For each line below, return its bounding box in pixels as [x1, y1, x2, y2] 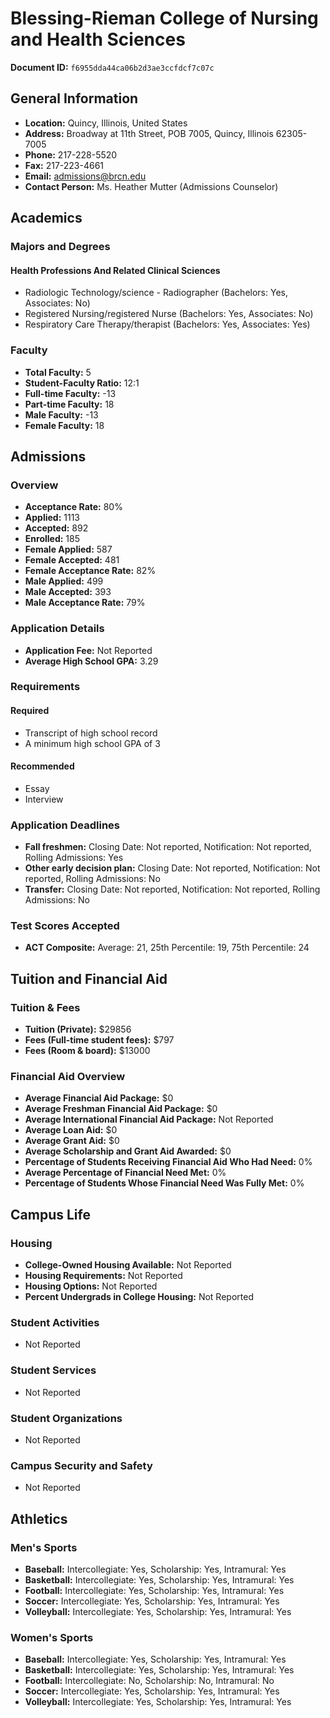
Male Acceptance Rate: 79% [24, 597, 146, 609]
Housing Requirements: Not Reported [24, 1270, 183, 1282]
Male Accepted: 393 [24, 586, 112, 598]
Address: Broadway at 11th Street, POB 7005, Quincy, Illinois [24, 127, 274, 139]
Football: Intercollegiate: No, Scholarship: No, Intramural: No [24, 1675, 275, 1687]
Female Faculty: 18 [24, 419, 105, 431]
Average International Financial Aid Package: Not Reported [24, 1113, 274, 1126]
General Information [10, 90, 139, 107]
